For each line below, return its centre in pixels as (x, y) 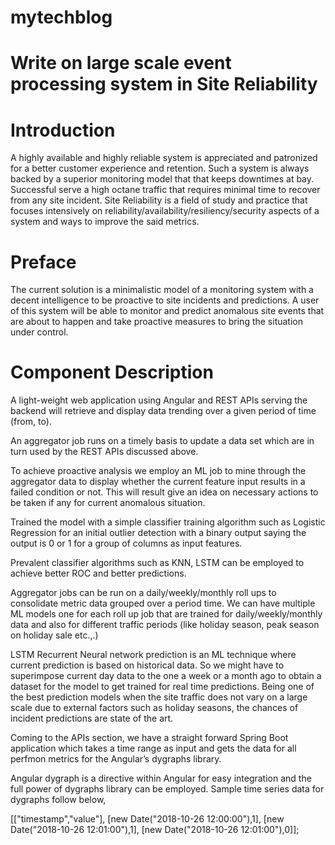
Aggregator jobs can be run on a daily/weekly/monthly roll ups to (143, 593)
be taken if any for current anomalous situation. (108, 503)
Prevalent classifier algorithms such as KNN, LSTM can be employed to (157, 563)
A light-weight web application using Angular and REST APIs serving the (159, 400)
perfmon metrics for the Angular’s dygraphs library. (116, 759)
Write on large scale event (121, 63)
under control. (39, 332)
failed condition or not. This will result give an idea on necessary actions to (164, 492)
